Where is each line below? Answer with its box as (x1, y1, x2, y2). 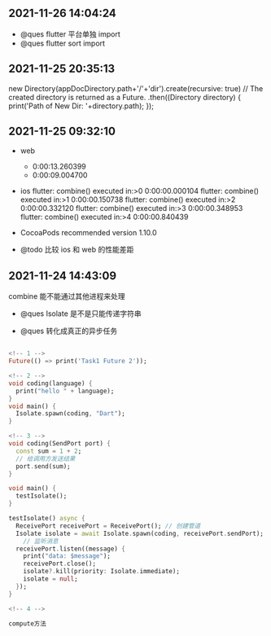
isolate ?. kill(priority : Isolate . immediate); (23, 568, 181, 576)
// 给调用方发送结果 (15, 454, 76, 463)
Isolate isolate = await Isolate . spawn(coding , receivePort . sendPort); (15, 529, 264, 537)
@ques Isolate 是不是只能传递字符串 (20, 309, 142, 318)
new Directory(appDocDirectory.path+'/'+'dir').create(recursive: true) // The (8, 83, 264, 93)
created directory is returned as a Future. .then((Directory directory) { (8, 92, 242, 102)
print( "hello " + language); (15, 387, 115, 395)
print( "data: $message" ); (23, 552, 111, 560)
